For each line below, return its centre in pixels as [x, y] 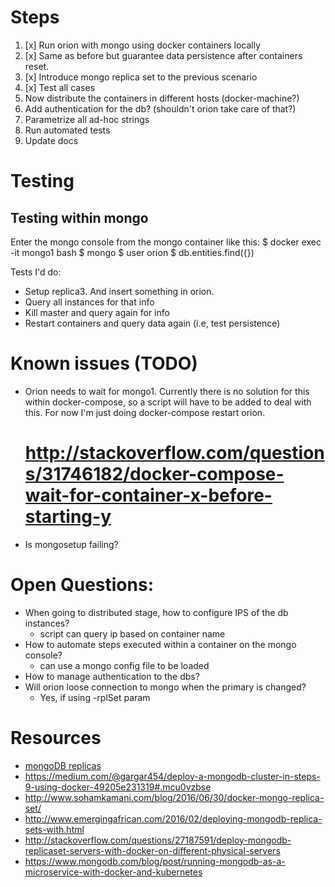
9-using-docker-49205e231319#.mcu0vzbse [118, 787]
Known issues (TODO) [104, 363]
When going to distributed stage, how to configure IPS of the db [156, 612]
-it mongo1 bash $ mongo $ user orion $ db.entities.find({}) [132, 252]
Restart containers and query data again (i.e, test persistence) [152, 323]
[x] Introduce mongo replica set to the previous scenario [141, 77]
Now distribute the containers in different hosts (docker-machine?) [162, 98]
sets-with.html [54, 829]
